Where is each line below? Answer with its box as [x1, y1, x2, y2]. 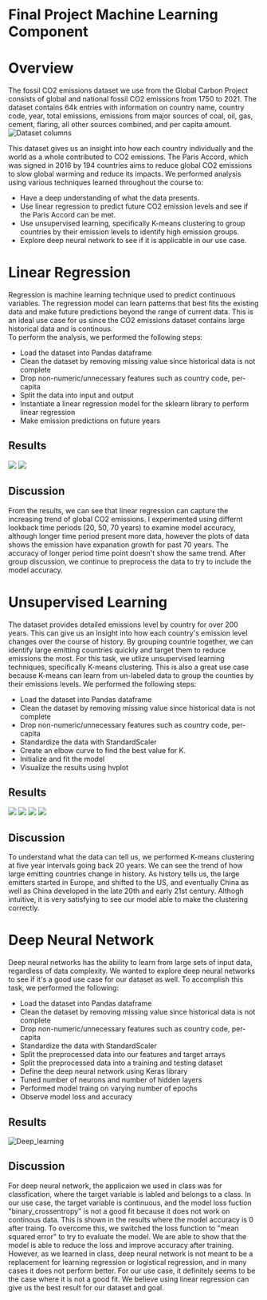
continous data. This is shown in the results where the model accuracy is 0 [8, 1214, 253, 1224]
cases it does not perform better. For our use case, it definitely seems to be [8, 1266, 256, 1275]
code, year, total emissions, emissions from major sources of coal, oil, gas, [8, 111, 253, 121]
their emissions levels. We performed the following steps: [8, 679, 197, 688]
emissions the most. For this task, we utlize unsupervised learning [8, 653, 225, 663]
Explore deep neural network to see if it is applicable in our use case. [19, 236, 247, 245]
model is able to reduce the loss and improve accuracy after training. [8, 1240, 234, 1250]
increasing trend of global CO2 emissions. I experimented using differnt [8, 514, 243, 524]
